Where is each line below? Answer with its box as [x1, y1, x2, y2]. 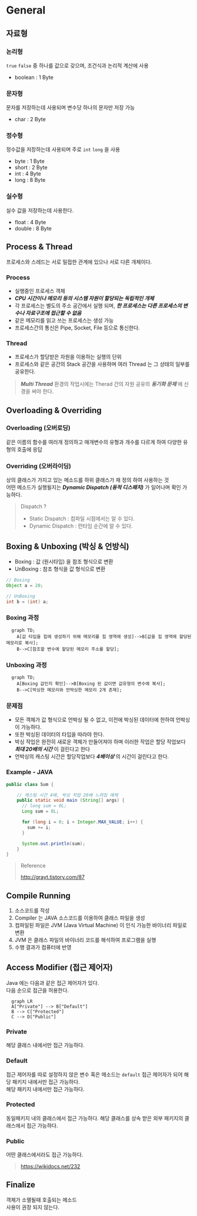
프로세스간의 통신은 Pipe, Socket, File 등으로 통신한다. [14, 324, 140, 331]
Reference [20, 862, 46, 869]
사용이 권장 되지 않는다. [6, 1204, 60, 1211]
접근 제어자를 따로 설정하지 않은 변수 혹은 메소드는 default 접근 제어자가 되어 [6, 1071, 183, 1078]
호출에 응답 [16, 445, 43, 453]
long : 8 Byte [14, 176, 46, 184]
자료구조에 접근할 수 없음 [25, 309, 82, 317]
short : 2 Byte [14, 164, 48, 171]
